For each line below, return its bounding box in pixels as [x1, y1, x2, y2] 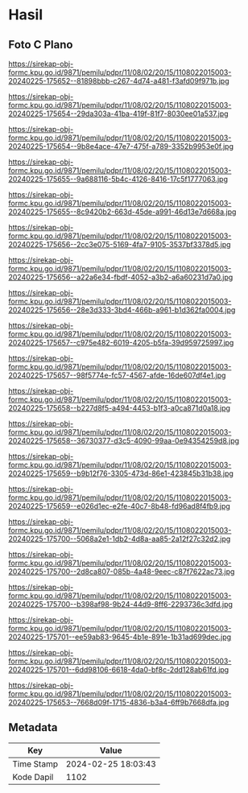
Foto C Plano [8, 38, 73, 52]
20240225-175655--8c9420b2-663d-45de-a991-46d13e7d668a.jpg [8, 207, 237, 217]
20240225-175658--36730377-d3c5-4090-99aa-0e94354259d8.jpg [8, 436, 240, 445]
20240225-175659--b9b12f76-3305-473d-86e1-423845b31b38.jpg [8, 469, 234, 478]
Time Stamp [12, 758, 59, 770]
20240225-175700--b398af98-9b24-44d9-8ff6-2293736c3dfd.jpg [8, 600, 234, 609]
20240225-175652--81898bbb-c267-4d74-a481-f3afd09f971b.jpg [8, 76, 229, 85]
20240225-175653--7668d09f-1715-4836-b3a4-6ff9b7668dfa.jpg [8, 698, 229, 707]
